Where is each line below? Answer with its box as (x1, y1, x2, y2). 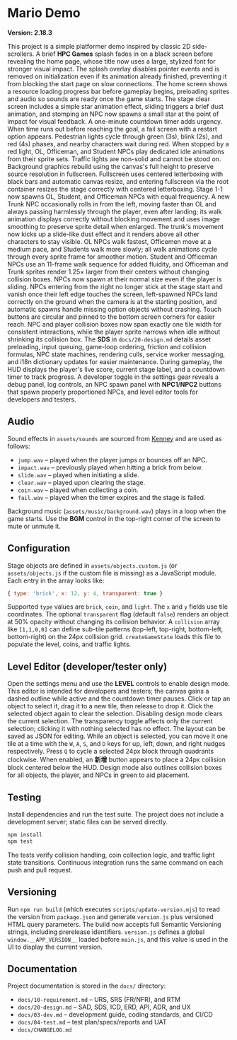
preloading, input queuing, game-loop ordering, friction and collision (7, 342, 207, 351)
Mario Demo (7, 5, 81, 21)
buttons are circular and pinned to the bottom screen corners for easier (7, 312, 215, 321)
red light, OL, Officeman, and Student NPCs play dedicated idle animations (7, 147, 225, 156)
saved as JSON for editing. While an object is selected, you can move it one (7, 732, 229, 740)
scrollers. (7, 49, 35, 58)
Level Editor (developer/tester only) (7, 660, 168, 672)
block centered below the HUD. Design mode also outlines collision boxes (7, 764, 223, 772)
